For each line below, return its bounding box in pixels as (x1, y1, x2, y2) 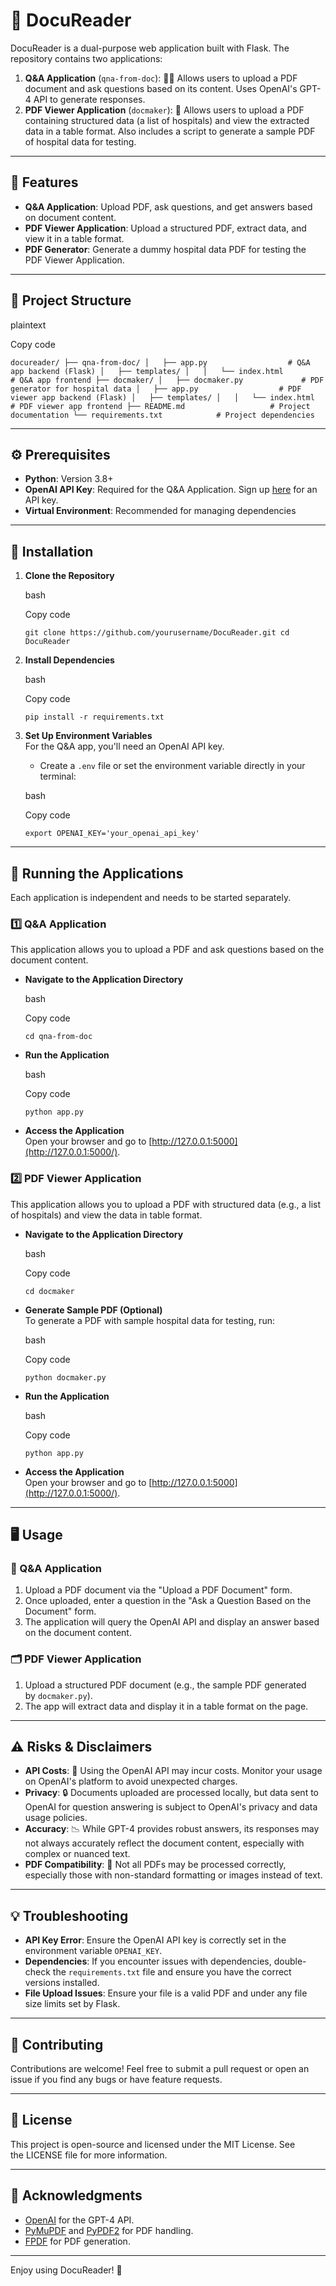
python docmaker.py (24, 1372, 107, 1383)
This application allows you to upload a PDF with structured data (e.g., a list (10, 1198, 322, 1210)
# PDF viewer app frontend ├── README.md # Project (10, 401, 311, 411)
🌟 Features (10, 174, 79, 191)
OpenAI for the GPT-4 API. (24, 2214, 135, 2226)
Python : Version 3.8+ (24, 473, 114, 485)
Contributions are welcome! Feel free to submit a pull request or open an (10, 2063, 310, 2075)
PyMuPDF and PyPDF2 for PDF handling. (24, 2224, 194, 2236)
